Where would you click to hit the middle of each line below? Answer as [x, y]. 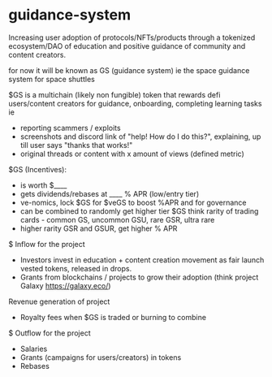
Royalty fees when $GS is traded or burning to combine [113, 317]
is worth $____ [43, 185]
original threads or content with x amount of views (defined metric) [132, 154]
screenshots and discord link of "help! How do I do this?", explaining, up [140, 136]
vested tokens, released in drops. [76, 268]
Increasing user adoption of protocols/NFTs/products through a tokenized [132, 37]
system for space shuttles [52, 79]
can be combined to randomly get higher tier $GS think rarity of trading [139, 211]
